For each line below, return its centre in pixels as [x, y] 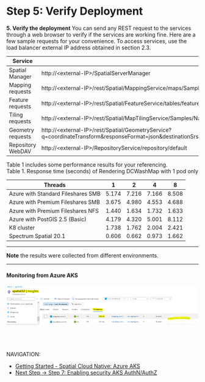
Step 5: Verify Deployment [75, 11]
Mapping [20, 85]
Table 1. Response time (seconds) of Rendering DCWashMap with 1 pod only [103, 171]
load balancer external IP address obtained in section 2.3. [79, 48]
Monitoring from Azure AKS [42, 275]
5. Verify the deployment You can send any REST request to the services [99, 28]
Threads [55, 185]
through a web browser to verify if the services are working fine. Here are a [101, 34]
